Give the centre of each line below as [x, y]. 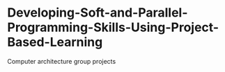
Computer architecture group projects [62, 61]
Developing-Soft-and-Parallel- [98, 13]
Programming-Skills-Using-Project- [113, 27]
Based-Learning [55, 42]
